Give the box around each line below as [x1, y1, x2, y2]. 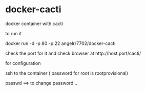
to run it [5, 30, 22, 36]
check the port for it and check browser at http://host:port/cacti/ [5, 50, 141, 56]
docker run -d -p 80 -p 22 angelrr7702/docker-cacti [5, 40, 116, 47]
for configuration [5, 60, 41, 66]
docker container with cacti [5, 20, 63, 27]
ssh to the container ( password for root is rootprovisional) [5, 70, 129, 76]
